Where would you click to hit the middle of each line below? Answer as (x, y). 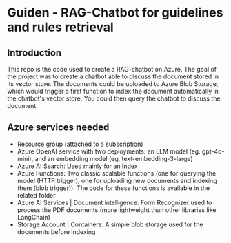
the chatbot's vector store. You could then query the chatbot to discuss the (114, 98)
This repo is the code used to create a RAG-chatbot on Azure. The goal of (112, 69)
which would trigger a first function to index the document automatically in (113, 91)
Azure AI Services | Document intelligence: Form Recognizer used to (114, 202)
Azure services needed (58, 128)
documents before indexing (56, 231)
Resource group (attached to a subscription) (80, 144)
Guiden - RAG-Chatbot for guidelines (115, 13)
